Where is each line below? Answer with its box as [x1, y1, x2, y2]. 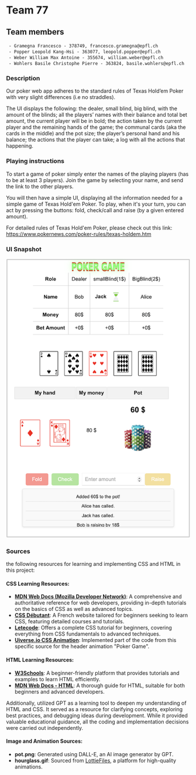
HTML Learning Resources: [6, 656, 74, 663]
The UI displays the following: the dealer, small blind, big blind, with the [6, 105, 177, 112]
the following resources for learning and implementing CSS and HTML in [6, 561, 181, 568]
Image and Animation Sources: [6, 738, 83, 745]
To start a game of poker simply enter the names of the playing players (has [6, 170, 189, 177]
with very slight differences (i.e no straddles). [6, 94, 116, 101]
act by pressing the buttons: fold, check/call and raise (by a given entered [6, 206, 184, 214]
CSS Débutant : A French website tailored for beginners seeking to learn [14, 612, 188, 619]
